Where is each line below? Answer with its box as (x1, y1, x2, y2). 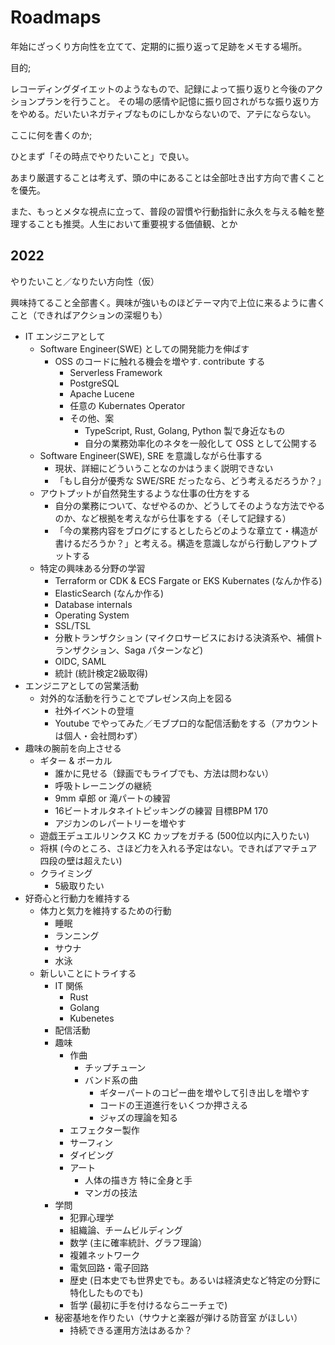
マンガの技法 (84, 1186, 138, 1198)
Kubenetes (69, 1012, 115, 1024)
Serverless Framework (69, 366, 163, 378)
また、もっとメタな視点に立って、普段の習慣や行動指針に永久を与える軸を (10, 205, 317, 217)
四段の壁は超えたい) (39, 854, 123, 866)
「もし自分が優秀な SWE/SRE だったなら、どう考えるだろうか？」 (54, 474, 327, 486)
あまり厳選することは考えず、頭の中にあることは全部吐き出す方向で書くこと (10, 171, 326, 183)
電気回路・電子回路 (69, 1261, 150, 1273)
